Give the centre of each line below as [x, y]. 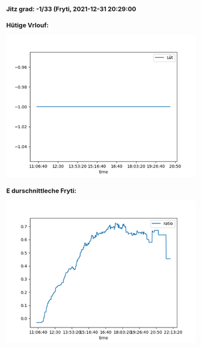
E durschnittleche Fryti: [42, 191]
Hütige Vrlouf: [28, 25]
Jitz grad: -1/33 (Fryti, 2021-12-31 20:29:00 [71, 9]
